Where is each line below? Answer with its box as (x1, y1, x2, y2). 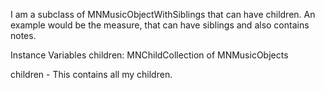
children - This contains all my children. (10, 69, 173, 80)
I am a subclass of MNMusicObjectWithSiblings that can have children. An (10, 9, 316, 20)
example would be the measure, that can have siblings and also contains (10, 19, 310, 31)
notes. (10, 30, 37, 41)
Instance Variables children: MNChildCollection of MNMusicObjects (10, 49, 289, 61)
